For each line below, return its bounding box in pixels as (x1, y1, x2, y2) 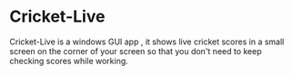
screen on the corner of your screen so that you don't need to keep (9, 45, 262, 56)
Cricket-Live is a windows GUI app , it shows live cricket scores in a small (9, 36, 285, 47)
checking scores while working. (9, 55, 129, 66)
